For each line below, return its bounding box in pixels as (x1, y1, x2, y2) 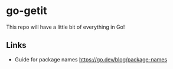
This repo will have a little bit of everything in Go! (6, 23, 125, 30)
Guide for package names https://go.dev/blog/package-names (14, 56, 168, 63)
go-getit (6, 4, 47, 18)
